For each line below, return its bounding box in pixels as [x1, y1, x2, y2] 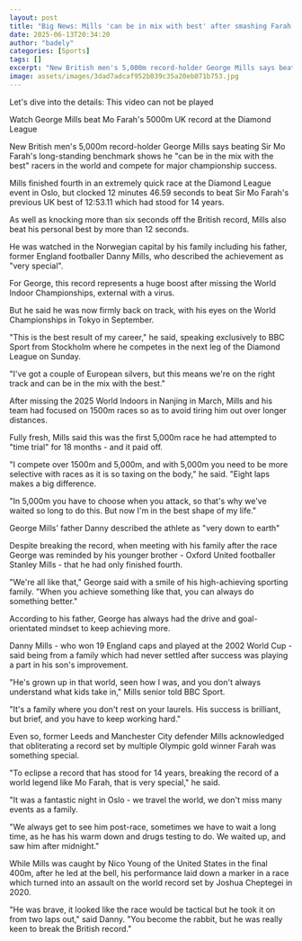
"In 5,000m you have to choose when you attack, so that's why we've [9, 495, 267, 506]
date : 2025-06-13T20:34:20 [9, 30, 111, 39]
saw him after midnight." [9, 840, 100, 851]
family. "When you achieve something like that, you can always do [9, 586, 254, 597]
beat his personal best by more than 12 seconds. [9, 223, 190, 234]
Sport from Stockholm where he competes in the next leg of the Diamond [9, 341, 280, 352]
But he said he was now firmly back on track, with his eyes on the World [9, 304, 277, 315]
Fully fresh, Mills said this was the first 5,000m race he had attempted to [9, 431, 277, 442]
